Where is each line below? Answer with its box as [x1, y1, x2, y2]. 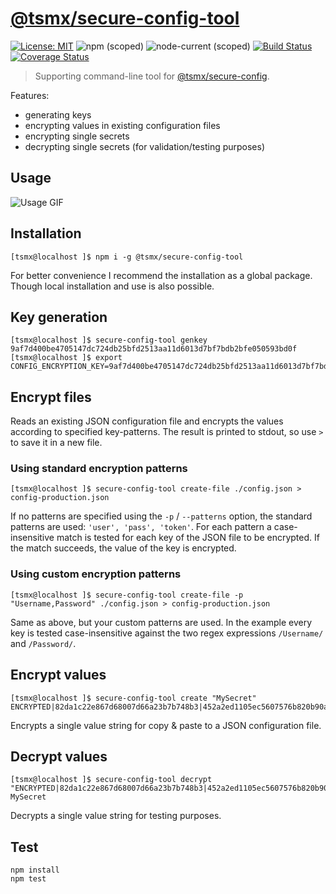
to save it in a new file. [10, 437, 103, 449]
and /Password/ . [10, 637, 77, 649]
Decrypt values [10, 748, 108, 765]
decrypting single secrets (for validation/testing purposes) [24, 140, 266, 152]
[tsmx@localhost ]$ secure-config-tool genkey [10, 335, 208, 346]
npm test [10, 874, 47, 884]
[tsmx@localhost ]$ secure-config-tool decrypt [10, 775, 213, 785]
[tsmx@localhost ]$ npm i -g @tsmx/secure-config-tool [10, 252, 244, 262]
